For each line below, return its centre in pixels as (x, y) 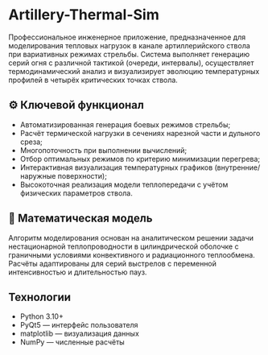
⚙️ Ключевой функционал (76, 105)
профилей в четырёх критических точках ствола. (93, 80)
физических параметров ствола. (76, 193)
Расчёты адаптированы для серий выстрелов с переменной (113, 263)
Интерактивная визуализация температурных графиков (116, 167)
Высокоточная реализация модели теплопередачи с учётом (124, 184)
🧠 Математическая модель (80, 219)
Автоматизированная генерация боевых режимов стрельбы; (125, 124)
